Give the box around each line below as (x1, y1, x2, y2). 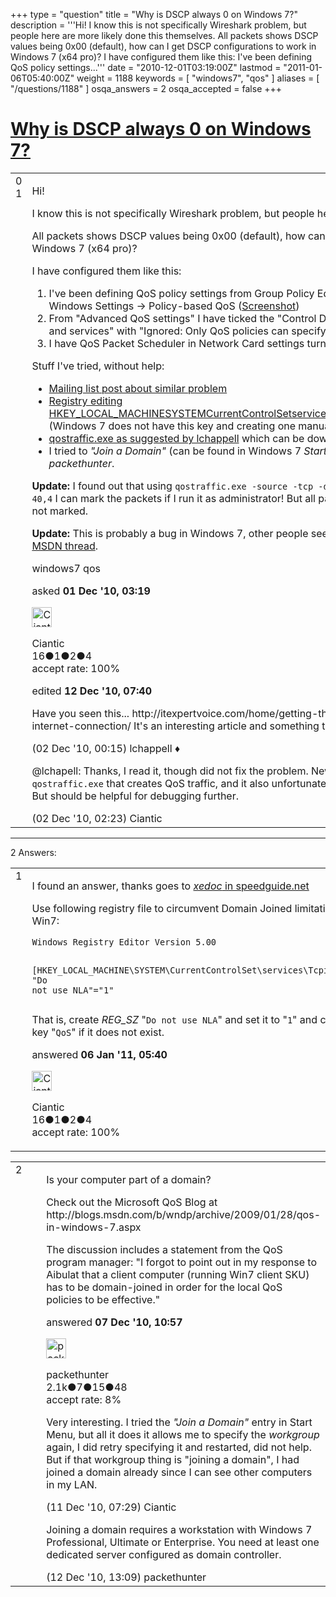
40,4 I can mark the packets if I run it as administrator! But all (31, 491, 316, 505)
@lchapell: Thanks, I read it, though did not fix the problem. (31, 764, 309, 778)
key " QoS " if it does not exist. (31, 1025, 165, 1039)
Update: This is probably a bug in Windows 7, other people (31, 526, 309, 540)
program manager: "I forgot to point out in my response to (46, 1255, 318, 1269)
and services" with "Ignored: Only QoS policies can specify (48, 324, 327, 338)
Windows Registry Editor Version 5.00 (31, 936, 217, 948)
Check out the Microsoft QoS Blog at (46, 1195, 218, 1209)
